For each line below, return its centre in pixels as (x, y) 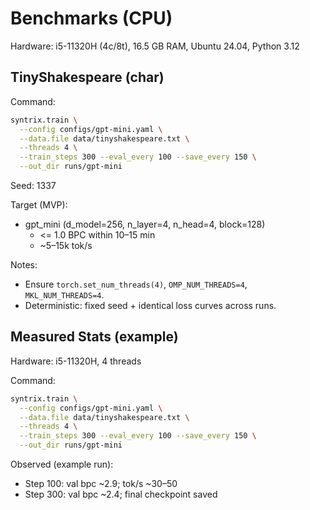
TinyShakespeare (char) (87, 77)
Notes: (24, 265)
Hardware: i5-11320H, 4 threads (76, 361)
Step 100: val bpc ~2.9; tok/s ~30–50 (101, 484)
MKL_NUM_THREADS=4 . (64, 295)
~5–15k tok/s (66, 245)
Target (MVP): (39, 205)
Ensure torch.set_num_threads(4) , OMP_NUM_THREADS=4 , (136, 284)
